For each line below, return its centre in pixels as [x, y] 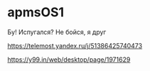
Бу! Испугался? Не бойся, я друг [57, 32]
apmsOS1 [36, 12]
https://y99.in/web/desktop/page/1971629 [69, 59]
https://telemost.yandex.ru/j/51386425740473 [75, 45]
